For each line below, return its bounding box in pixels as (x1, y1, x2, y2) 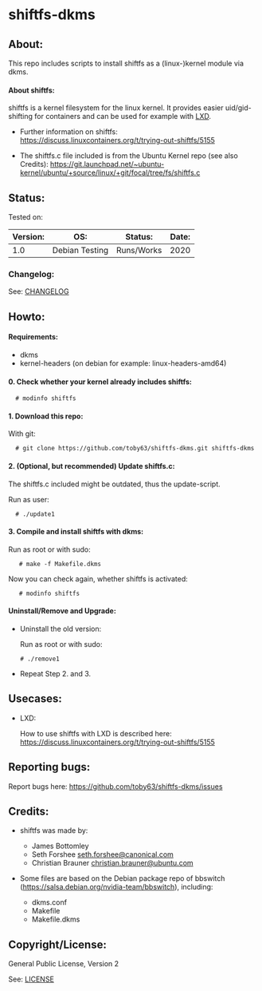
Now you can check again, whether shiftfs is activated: (8, 573, 189, 584)
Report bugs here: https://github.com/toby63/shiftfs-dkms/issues (8, 781, 223, 791)
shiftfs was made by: (19, 826, 88, 835)
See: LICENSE (8, 974, 54, 984)
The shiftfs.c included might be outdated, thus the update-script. (8, 479, 221, 489)
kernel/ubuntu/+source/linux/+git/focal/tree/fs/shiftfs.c (19, 168, 201, 177)
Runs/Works (115, 245, 162, 256)
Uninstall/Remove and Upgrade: (8, 606, 117, 616)
